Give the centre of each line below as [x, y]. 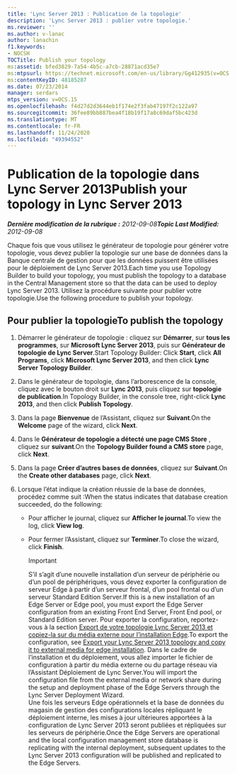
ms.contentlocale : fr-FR [44, 126]
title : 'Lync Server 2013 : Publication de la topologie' [94, 14]
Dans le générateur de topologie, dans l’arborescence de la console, [117, 381]
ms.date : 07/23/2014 [38, 87]
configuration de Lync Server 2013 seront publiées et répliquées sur [127, 725]
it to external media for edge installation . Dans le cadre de [112, 649]
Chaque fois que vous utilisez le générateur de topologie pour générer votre [118, 245]
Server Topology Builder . [55, 367]
